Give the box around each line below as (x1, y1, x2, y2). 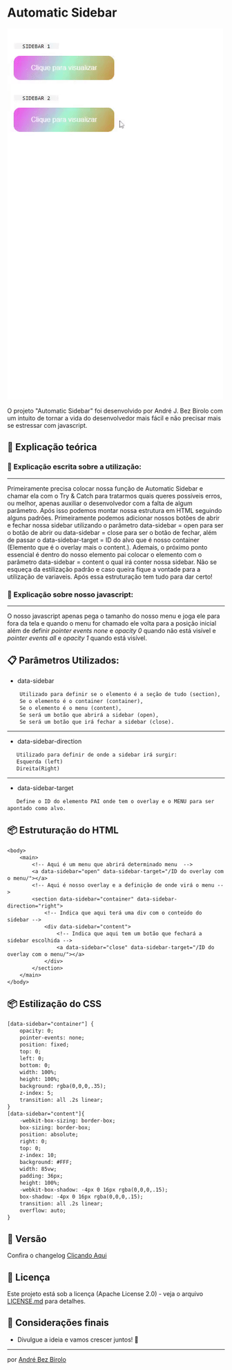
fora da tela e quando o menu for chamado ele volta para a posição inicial (7, 619, 217, 627)
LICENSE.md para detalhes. (7, 1297, 86, 1305)
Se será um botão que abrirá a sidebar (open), (19, 711, 159, 718)
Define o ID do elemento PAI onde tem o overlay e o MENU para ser (16, 798, 215, 805)
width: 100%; (19, 1069, 57, 1076)
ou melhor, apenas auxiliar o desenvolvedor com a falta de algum (7, 499, 193, 507)
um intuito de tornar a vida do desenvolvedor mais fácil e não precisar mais (7, 413, 222, 422)
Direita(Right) (16, 765, 60, 772)
